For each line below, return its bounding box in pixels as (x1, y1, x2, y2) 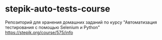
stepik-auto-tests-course (5, 3, 110, 14)
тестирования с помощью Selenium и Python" (5, 24, 100, 30)
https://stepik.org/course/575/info (5, 29, 73, 35)
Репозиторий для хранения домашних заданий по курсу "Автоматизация (5, 19, 157, 25)
